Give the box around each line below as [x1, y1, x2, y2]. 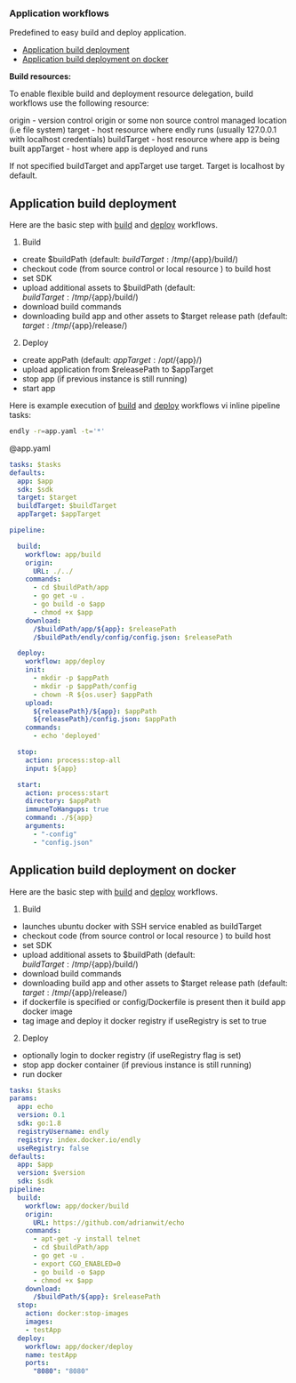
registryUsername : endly [17, 1127, 109, 1136]
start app [21, 383, 56, 394]
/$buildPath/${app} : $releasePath [32, 1292, 162, 1301]
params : [9, 1094, 38, 1103]
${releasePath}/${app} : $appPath [32, 706, 157, 716]
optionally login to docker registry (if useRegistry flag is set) [21, 1049, 242, 1060]
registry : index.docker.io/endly [17, 1135, 141, 1145]
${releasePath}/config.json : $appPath [32, 715, 177, 724]
